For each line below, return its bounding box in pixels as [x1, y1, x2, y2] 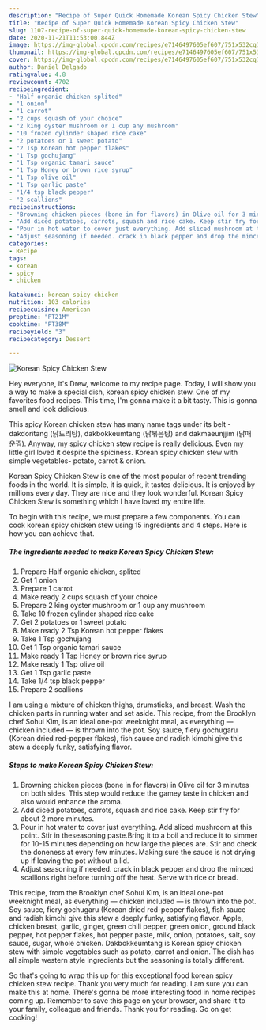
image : [9, 41, 31, 49]
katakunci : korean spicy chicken [9, 291, 119, 299]
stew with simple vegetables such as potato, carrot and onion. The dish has [9, 947, 255, 956]
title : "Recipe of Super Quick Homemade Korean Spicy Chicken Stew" [9, 19, 239, 27]
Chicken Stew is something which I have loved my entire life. [9, 496, 206, 507]
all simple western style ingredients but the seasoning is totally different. [9, 956, 245, 965]
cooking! [9, 1013, 38, 1022]
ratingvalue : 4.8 [9, 70, 66, 78]
